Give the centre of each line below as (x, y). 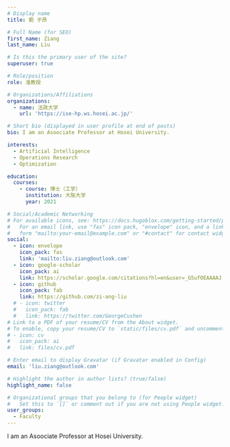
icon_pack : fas (41, 253)
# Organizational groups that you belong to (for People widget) (102, 398)
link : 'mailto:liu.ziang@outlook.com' (75, 259)
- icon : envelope (38, 246)
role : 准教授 (24, 82)
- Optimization (35, 164)
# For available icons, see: (49, 220)
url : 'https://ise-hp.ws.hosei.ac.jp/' (76, 114)
